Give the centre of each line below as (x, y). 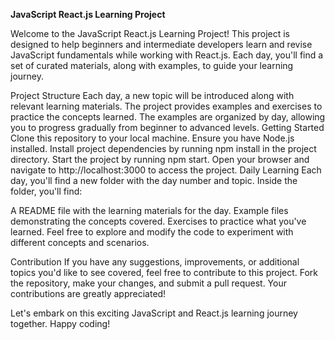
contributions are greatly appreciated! (88, 293)
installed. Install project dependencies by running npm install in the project (163, 148)
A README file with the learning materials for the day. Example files (149, 210)
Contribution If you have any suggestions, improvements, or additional (155, 262)
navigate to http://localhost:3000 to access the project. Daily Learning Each (166, 170)
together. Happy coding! (60, 323)
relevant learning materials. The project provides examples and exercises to (166, 106)
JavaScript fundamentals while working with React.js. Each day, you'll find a (167, 55)
